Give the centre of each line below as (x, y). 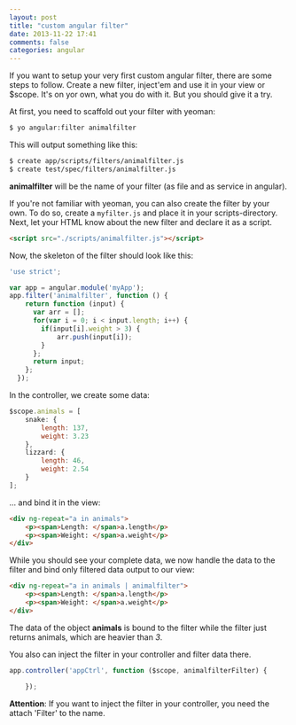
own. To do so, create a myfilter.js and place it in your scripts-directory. (144, 213)
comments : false (39, 42)
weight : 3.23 (65, 436)
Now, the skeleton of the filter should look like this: (101, 255)
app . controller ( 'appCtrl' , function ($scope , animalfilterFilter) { (138, 670)
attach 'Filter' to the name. (57, 713)
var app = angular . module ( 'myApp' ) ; (77, 288)
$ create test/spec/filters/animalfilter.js (93, 169)
